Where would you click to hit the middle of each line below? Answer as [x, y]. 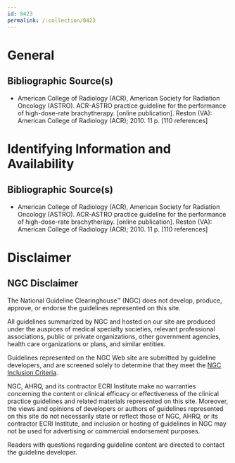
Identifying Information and [89, 149]
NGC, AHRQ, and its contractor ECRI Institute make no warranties [102, 386]
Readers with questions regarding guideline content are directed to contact [116, 445]
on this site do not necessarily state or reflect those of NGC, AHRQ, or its [113, 416]
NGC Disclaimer [43, 283]
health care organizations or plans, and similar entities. [87, 344]
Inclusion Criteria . [33, 372]
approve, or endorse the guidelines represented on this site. [94, 307]
